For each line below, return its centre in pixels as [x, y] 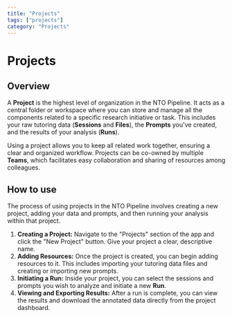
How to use [32, 189]
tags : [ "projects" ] [35, 20]
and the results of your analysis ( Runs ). [63, 132]
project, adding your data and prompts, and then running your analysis [108, 214]
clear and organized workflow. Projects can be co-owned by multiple [106, 153]
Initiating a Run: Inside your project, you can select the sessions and [115, 278]
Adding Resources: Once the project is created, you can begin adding [117, 256]
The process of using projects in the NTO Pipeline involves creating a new [113, 206]
